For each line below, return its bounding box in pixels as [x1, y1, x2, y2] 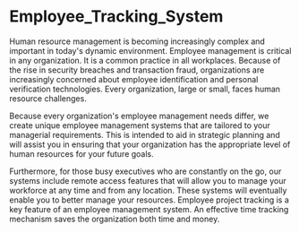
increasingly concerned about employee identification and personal [9, 73, 259, 84]
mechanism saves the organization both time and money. [9, 213, 220, 224]
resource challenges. [9, 92, 87, 104]
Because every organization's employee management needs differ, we [9, 110, 269, 121]
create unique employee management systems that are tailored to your [9, 119, 271, 131]
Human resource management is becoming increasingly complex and [9, 36, 266, 47]
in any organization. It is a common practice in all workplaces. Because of [9, 55, 281, 65]
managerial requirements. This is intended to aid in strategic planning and [9, 129, 280, 140]
